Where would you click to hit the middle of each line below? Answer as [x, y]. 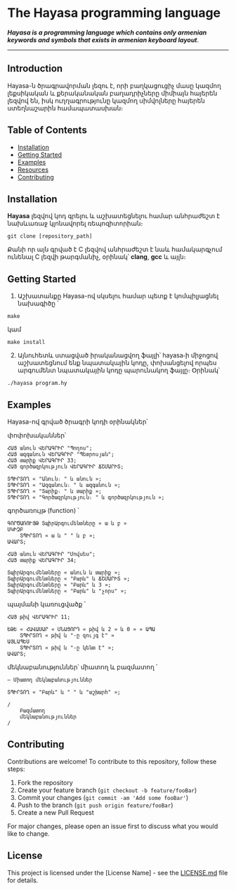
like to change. [29, 833]
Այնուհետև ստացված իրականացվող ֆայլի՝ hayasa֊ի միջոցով [118, 355]
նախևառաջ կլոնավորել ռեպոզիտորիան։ [75, 224]
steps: [16, 769]
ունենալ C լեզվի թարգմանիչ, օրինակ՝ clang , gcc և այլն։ [97, 257]
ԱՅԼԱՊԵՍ [19, 642]
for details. [23, 880]
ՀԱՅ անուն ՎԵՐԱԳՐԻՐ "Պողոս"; [50, 448]
